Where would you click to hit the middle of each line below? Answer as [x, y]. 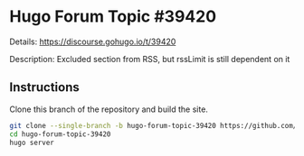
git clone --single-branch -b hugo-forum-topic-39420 [113, 125]
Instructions [44, 87]
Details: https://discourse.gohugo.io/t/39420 [93, 41]
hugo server [32, 142]
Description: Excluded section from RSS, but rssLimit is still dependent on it [150, 59]
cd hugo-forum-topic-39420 [60, 134]
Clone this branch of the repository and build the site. [109, 109]
